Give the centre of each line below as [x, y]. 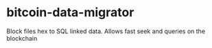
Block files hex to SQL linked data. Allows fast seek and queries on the [106, 31]
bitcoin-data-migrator [70, 13]
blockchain [22, 38]
